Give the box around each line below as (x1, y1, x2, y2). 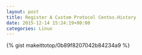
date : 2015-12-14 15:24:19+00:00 (6, 20, 91, 26)
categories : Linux (6, 25, 53, 32)
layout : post (6, 8, 39, 15)
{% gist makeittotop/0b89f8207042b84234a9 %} (6, 42, 130, 49)
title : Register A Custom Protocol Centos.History (6, 14, 137, 20)
